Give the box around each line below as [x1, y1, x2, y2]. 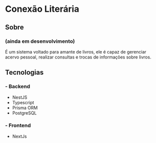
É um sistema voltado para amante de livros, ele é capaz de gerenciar [5, 49, 147, 55]
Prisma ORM [12, 105, 38, 111]
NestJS [12, 94, 28, 100]
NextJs [12, 133, 27, 139]
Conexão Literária [5, 3, 80, 15]
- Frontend [5, 122, 31, 129]
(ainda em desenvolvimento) [5, 38, 75, 45]
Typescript [12, 99, 34, 105]
